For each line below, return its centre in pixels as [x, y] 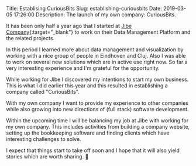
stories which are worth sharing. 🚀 [47, 156]
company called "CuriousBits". [43, 92]
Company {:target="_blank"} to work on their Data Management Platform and [98, 32]
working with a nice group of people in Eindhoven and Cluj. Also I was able [96, 56]
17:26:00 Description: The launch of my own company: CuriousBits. [95, 15]
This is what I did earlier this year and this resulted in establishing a [87, 86]
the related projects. [30, 38]
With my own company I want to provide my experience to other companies [97, 103]
